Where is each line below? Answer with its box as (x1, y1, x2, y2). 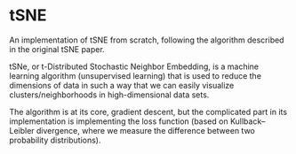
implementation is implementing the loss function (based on (9, 116, 228, 127)
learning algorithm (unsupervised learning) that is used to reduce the (9, 70, 262, 81)
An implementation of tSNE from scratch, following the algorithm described (9, 35, 284, 45)
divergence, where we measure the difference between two (36, 125, 255, 135)
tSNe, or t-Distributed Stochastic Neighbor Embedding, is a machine (9, 61, 260, 72)
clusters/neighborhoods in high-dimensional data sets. (9, 89, 210, 100)
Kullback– (229, 116, 266, 127)
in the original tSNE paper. (9, 43, 105, 54)
